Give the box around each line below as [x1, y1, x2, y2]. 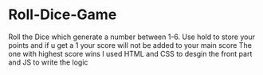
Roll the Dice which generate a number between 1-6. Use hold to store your [8, 32, 255, 41]
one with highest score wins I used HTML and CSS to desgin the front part [8, 49, 253, 58]
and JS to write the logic [8, 57, 88, 67]
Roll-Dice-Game [8, 6, 117, 24]
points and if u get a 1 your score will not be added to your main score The [8, 40, 253, 49]
